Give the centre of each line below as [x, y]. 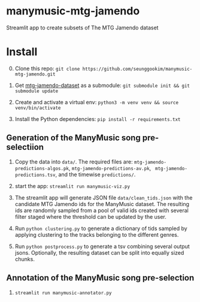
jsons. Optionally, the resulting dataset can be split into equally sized [99, 252]
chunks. [25, 259]
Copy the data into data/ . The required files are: [74, 161]
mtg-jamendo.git [35, 74]
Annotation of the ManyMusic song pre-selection [100, 278]
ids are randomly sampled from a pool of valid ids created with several [101, 210]
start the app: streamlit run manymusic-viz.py [72, 186]
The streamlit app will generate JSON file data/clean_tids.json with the [104, 197]
